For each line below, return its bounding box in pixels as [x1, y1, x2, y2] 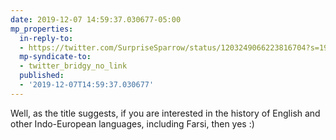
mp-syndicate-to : [19, 52, 92, 62]
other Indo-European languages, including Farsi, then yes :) [10, 117, 255, 130]
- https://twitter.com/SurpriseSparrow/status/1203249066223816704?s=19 [19, 42, 329, 53]
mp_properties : [10, 24, 74, 34]
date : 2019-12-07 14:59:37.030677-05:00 [10, 14, 182, 25]
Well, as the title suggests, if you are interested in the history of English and [10, 107, 321, 119]
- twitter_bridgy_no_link [19, 61, 128, 71]
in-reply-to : [19, 33, 74, 43]
